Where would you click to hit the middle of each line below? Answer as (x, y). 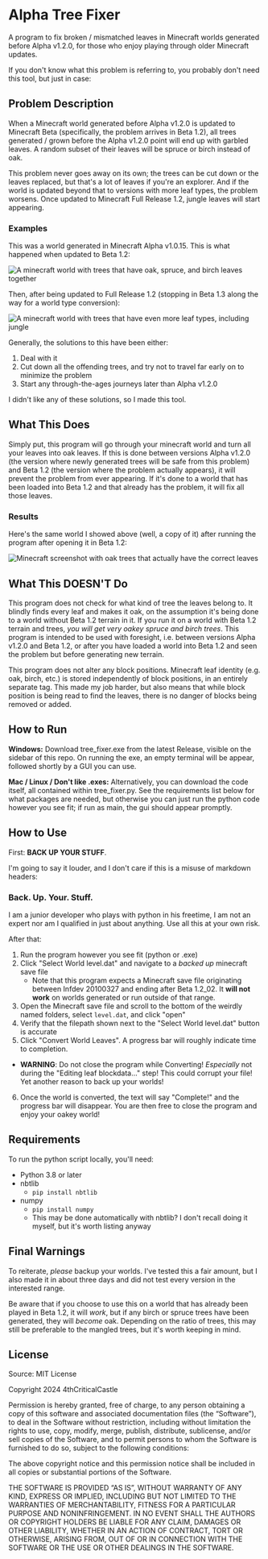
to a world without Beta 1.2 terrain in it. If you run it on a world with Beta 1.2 (132, 620)
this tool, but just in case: (50, 78)
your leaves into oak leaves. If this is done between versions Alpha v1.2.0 (130, 452)
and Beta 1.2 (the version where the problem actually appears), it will (122, 470)
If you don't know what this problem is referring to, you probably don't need (134, 69)
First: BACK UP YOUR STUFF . (58, 852)
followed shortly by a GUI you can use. (72, 766)
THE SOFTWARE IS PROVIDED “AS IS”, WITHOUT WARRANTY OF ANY (125, 1488)
